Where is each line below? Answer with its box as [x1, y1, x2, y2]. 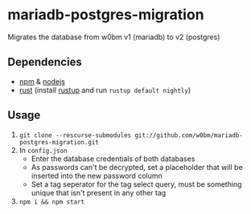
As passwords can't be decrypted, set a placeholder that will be [31, 162, 243, 172]
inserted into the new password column [31, 171, 163, 180]
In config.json [19, 145, 68, 155]
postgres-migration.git [19, 138, 100, 146]
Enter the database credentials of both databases [31, 154, 195, 164]
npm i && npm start [19, 198, 85, 206]
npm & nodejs [19, 76, 65, 86]
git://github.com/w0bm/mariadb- [134, 131, 243, 139]
